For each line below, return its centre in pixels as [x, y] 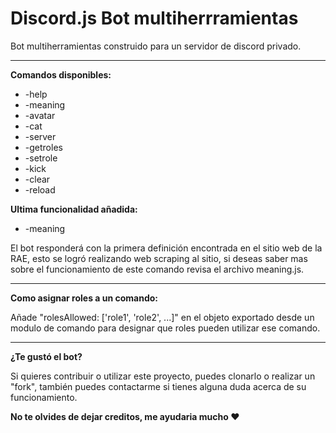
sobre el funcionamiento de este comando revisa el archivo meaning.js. [157, 269]
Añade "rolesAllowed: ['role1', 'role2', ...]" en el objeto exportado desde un [162, 317]
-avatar [40, 115]
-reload [40, 189]
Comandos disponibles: [61, 74]
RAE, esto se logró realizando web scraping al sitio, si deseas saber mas [159, 258]
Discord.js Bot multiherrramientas [154, 18]
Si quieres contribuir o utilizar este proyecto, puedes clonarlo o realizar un [163, 376]
